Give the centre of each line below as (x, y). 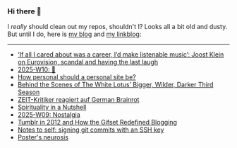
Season (29, 92)
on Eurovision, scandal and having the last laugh (88, 62)
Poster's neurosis (43, 137)
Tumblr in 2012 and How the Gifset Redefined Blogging (97, 123)
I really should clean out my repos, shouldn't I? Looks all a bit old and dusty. (117, 27)
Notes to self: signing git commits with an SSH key (91, 130)
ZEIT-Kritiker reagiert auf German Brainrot (78, 100)
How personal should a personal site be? (77, 77)
